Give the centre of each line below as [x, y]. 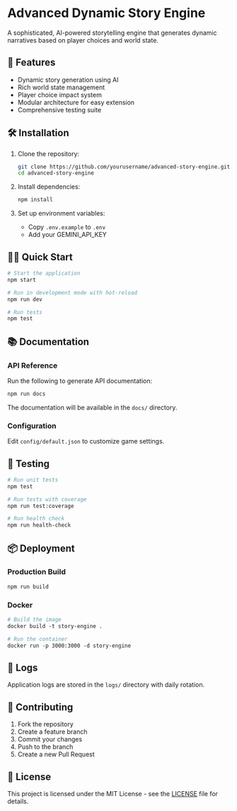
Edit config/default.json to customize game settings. [86, 441]
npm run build [28, 587]
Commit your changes [50, 739]
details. [18, 801]
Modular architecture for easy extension [76, 102]
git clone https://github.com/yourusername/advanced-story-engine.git [124, 167]
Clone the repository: [48, 153]
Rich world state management [61, 87]
